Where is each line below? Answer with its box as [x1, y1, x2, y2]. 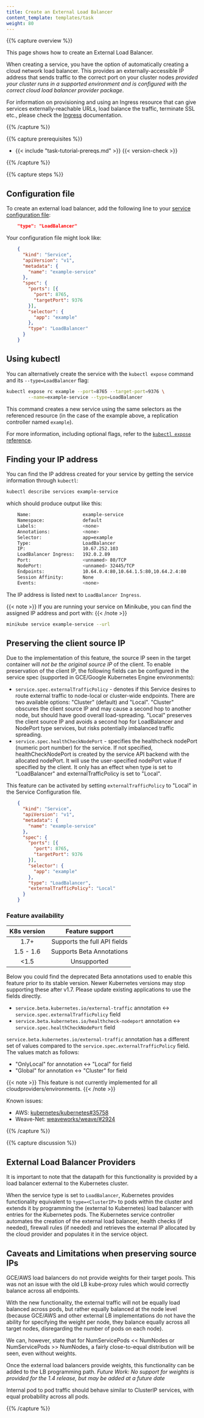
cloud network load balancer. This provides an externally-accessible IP [6, 67, 185, 75]
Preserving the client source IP [6, 638, 126, 648]
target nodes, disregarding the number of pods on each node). [6, 1324, 163, 1332]
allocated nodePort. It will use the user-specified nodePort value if [15, 757, 181, 764]
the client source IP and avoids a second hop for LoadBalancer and [15, 718, 184, 725]
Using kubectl [6, 354, 60, 364]
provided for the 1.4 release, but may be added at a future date [6, 1374, 166, 1382]
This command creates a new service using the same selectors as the [6, 405, 181, 413]
